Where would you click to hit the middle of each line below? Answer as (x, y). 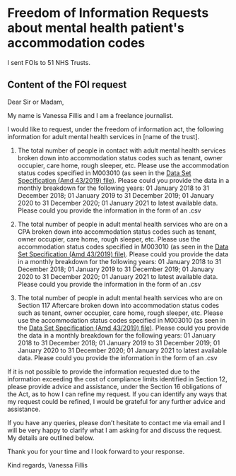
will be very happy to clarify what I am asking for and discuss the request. (115, 430)
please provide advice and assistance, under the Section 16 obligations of (115, 386)
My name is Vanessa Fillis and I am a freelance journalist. (90, 115)
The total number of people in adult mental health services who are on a (123, 224)
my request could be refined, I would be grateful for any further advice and (117, 401)
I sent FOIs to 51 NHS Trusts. (49, 62)
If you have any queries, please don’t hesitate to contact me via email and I (116, 422)
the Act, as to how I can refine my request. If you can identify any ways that (117, 394)
